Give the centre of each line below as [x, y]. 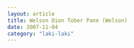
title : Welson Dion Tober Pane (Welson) [68, 20]
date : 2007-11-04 [33, 27]
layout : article [31, 14]
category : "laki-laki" [41, 34]
